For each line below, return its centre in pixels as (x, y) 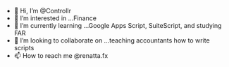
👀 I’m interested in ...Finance (55, 18)
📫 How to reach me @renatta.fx (61, 55)
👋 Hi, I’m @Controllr (43, 11)
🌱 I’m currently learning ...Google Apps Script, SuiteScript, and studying (118, 25)
